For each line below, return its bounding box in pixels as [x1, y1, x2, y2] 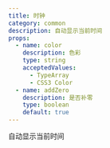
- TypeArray [29, 71, 69, 79]
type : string [22, 57, 66, 65]
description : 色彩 [22, 49, 81, 57]
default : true [22, 109, 69, 117]
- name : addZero [15, 86, 69, 94]
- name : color [15, 42, 62, 50]
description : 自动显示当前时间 [8, 26, 103, 34]
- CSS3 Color [29, 78, 73, 86]
